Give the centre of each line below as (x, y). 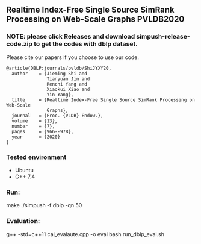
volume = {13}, (35, 121)
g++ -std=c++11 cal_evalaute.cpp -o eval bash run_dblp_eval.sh (85, 234)
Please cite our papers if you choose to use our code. (73, 57)
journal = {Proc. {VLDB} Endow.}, (57, 116)
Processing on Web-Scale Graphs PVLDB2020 (95, 20)
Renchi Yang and (67, 84)
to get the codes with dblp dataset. (86, 44)
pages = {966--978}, (43, 131)
